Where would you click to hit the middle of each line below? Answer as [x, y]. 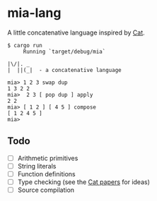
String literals [37, 166]
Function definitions [46, 173]
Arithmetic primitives [48, 158]
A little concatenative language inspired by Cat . [76, 32]
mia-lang [34, 13]
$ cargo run [25, 45]
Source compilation [46, 190]
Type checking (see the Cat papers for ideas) [84, 182]
